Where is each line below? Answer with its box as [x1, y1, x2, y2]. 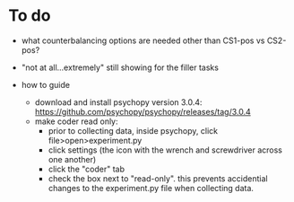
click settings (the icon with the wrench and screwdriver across [48, 145, 283, 155]
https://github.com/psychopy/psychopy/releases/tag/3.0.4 [34, 106, 252, 117]
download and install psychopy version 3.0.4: [34, 96, 203, 108]
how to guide [21, 79, 71, 90]
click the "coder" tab [48, 163, 125, 174]
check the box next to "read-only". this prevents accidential [48, 172, 268, 184]
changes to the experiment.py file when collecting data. [48, 182, 255, 193]
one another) [48, 154, 97, 164]
